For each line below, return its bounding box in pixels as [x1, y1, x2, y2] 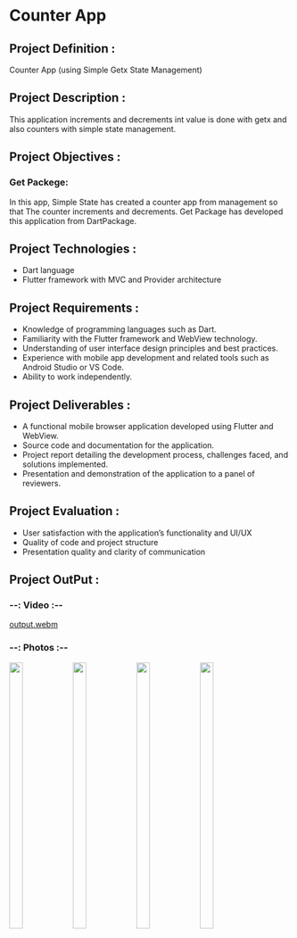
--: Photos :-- [9, 642, 69, 654]
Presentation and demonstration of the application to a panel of [21, 468, 256, 478]
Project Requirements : [9, 300, 140, 315]
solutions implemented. [21, 459, 109, 469]
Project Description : [9, 90, 127, 105]
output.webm [9, 619, 58, 630]
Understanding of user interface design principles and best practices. [21, 343, 278, 353]
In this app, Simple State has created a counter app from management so [9, 196, 278, 207]
